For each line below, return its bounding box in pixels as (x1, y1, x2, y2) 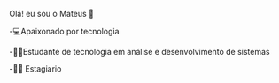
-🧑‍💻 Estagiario (9, 64, 62, 74)
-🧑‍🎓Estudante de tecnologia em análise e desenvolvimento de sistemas (9, 47, 270, 57)
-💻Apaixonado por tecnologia (9, 26, 120, 36)
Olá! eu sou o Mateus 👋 (9, 9, 95, 19)
